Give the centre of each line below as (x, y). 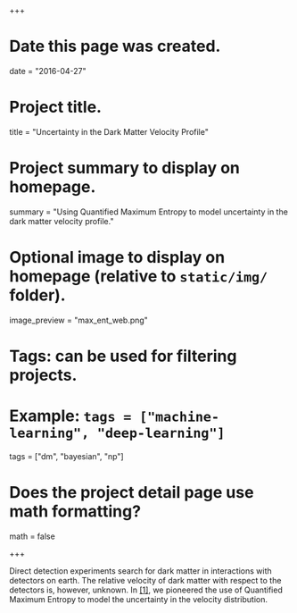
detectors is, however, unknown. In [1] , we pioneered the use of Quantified (146, 590)
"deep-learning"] (161, 434)
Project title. (56, 107)
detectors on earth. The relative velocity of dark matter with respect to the (145, 580)
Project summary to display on (125, 168)
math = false (32, 536)
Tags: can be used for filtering (123, 356)
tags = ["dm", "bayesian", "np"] (66, 456)
